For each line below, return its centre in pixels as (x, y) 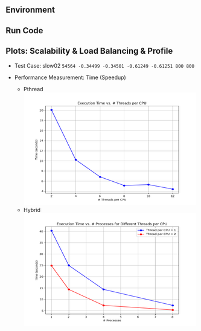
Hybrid (32, 210)
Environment (30, 10)
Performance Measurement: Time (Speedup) (70, 77)
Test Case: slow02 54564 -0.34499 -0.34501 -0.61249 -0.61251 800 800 (104, 65)
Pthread (33, 89)
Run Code (24, 31)
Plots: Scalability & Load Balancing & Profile (89, 51)
